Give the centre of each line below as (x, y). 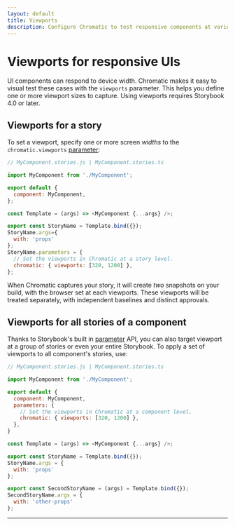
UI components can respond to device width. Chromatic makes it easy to (112, 81)
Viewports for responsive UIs (94, 61)
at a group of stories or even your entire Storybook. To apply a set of (106, 346)
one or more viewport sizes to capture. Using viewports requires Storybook (116, 96)
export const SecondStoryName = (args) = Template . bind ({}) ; (98, 489)
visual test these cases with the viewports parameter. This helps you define (116, 88)
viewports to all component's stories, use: (67, 354)
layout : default (31, 14)
